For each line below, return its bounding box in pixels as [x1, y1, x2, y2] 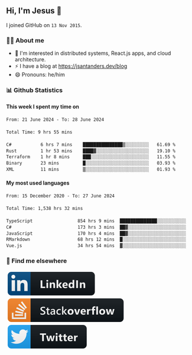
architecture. [14, 56, 46, 63]
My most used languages [6, 179, 70, 186]
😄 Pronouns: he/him [14, 71, 65, 78]
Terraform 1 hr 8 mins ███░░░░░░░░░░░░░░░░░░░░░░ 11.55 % [6, 154, 176, 160]
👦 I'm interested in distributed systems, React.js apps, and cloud [14, 50, 171, 57]
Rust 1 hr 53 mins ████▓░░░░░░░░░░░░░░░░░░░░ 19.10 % [6, 148, 176, 154]
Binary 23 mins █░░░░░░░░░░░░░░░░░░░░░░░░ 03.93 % [6, 160, 176, 166]
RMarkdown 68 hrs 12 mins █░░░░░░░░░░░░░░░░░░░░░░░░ [6, 236, 186, 242]
